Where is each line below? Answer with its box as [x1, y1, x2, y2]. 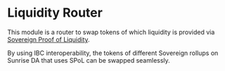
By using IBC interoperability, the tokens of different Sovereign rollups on [7, 49, 219, 57]
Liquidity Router [7, 5, 103, 21]
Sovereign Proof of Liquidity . [7, 35, 90, 43]
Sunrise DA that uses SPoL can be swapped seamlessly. [7, 56, 170, 64]
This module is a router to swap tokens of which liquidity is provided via [7, 28, 215, 36]
